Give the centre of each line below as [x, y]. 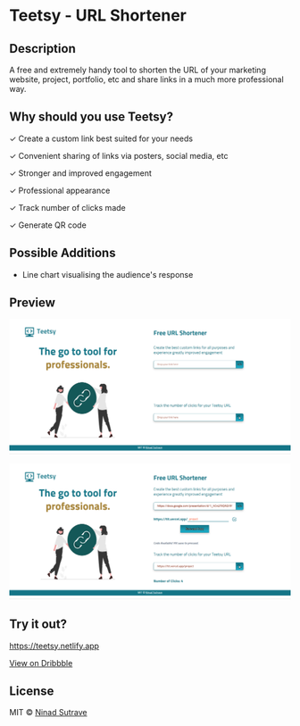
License [32, 691]
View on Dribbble [41, 663]
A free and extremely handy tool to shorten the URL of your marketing [137, 70]
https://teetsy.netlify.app [54, 646]
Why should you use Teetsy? [92, 117]
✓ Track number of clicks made [68, 207]
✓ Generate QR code [48, 225]
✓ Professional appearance [60, 190]
